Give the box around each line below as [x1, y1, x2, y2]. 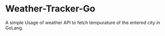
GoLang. [5, 24, 23, 30]
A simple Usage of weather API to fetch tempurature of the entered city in [5, 19, 160, 25]
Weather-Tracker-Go [5, 3, 96, 14]
